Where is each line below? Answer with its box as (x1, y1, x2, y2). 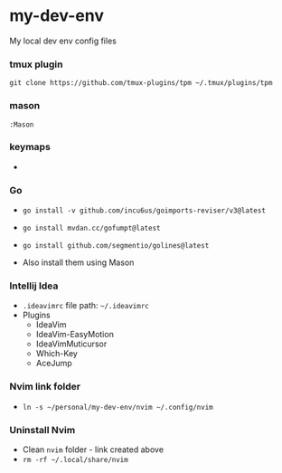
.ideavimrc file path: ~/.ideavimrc (22, 300, 149, 311)
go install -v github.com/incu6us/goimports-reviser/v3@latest (22, 206, 267, 215)
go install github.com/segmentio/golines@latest (22, 241, 210, 251)
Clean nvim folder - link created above (22, 444, 164, 455)
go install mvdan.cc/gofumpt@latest (22, 223, 161, 233)
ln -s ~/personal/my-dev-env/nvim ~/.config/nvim (22, 402, 214, 412)
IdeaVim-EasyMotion (35, 329, 115, 340)
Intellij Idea (9, 279, 59, 292)
